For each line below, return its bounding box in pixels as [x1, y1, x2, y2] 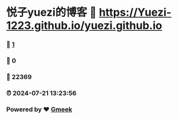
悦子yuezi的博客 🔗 [6, 5, 97, 19]
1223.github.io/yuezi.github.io [6, 19, 162, 33]
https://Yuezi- [98, 5, 172, 19]
